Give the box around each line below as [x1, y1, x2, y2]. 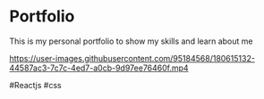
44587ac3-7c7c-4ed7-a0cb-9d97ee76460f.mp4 [9, 62, 190, 73]
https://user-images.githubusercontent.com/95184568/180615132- [9, 53, 255, 63]
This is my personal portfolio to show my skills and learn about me [9, 36, 253, 46]
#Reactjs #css [9, 79, 62, 90]
